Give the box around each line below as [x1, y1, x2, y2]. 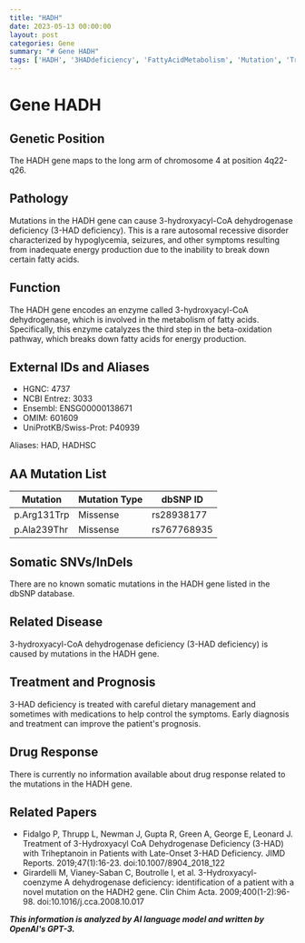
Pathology [9, 191, 69, 206]
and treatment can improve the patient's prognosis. [9, 717, 202, 728]
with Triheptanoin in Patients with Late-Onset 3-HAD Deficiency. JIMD [22, 848, 286, 859]
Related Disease [9, 615, 103, 630]
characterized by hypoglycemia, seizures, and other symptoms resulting [9, 234, 280, 246]
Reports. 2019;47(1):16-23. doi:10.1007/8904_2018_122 [22, 858, 225, 868]
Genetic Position [9, 131, 105, 146]
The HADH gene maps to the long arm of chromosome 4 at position [9, 155, 262, 166]
